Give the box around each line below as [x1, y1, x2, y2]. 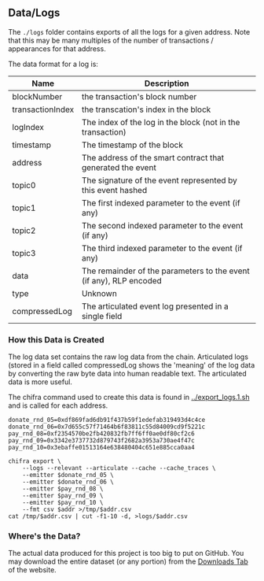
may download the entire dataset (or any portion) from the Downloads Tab [8, 557, 249, 566]
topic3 [12, 247, 36, 258]
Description [144, 78, 190, 89]
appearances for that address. [8, 43, 106, 54]
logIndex [12, 121, 45, 132]
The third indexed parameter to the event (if [81, 242, 243, 253]
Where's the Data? [8, 531, 81, 542]
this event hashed [81, 184, 148, 195]
